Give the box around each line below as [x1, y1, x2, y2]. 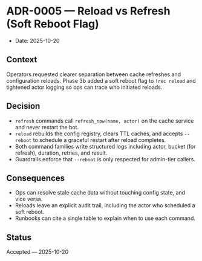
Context [6, 54, 37, 65]
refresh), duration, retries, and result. [15, 149, 108, 156]
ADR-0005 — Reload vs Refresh [6, 4, 171, 18]
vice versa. [15, 195, 43, 203]
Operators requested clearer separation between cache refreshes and [6, 71, 181, 78]
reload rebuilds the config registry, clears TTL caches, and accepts [15, 130, 183, 137]
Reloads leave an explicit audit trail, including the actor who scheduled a [15, 202, 195, 209]
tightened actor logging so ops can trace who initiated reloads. [6, 83, 163, 91]
